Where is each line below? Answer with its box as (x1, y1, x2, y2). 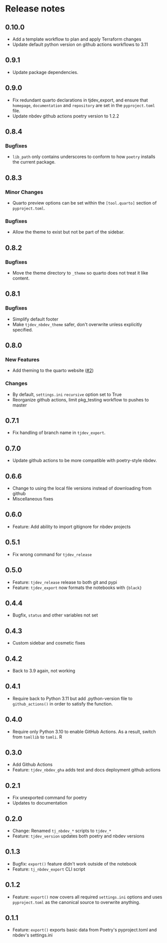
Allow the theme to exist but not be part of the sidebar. (12, 229, 125, 235)
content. (12, 275, 30, 281)
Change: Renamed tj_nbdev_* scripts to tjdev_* (12, 828, 112, 834)
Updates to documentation (12, 800, 68, 806)
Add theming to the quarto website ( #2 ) (12, 367, 94, 373)
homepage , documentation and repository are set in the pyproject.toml (12, 102, 156, 108)
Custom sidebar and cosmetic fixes (12, 640, 86, 646)
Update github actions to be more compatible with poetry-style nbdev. (12, 457, 157, 463)
